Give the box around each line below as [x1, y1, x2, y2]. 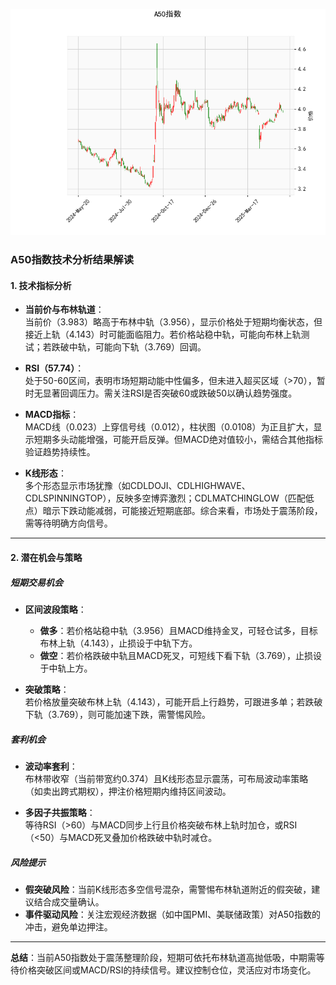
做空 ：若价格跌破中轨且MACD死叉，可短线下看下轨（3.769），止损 [39, 649, 313, 661]
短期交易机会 [10, 576, 63, 588]
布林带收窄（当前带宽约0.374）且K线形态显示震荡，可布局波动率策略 [24, 772, 309, 784]
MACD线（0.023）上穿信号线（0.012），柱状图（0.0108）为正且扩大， [24, 421, 314, 433]
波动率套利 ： [24, 760, 78, 772]
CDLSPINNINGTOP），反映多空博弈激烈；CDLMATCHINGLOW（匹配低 [24, 492, 315, 504]
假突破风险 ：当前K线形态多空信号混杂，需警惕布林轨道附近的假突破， [24, 883, 312, 895]
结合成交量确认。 [33, 895, 105, 908]
